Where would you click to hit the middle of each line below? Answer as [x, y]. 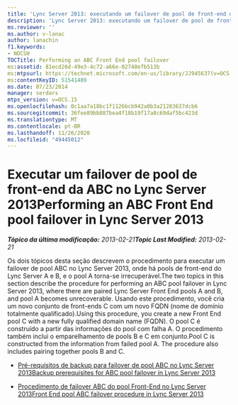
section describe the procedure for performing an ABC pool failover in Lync [117, 283]
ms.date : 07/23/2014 [38, 87]
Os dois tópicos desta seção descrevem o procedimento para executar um [116, 261]
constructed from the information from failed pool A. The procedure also [113, 344]
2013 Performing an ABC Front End [110, 205]
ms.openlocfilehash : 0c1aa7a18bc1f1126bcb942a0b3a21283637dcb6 [103, 107]
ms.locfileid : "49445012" [45, 139]
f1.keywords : [27, 47]
